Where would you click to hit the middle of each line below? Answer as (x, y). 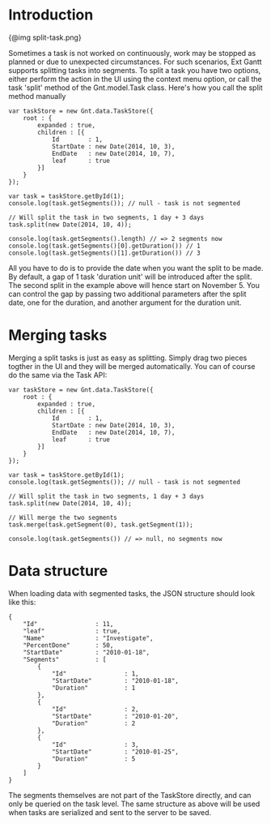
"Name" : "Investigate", (88, 638)
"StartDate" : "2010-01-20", (115, 716)
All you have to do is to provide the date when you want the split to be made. (136, 268)
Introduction (51, 15)
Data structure (58, 571)
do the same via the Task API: (58, 375)
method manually (37, 96)
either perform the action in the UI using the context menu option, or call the (135, 79)
